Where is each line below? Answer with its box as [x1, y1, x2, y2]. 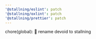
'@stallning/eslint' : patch [5, 7, 62, 12]
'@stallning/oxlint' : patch [5, 11, 62, 16]
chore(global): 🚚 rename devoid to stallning [5, 29, 91, 35]
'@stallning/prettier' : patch [5, 16, 66, 20]
